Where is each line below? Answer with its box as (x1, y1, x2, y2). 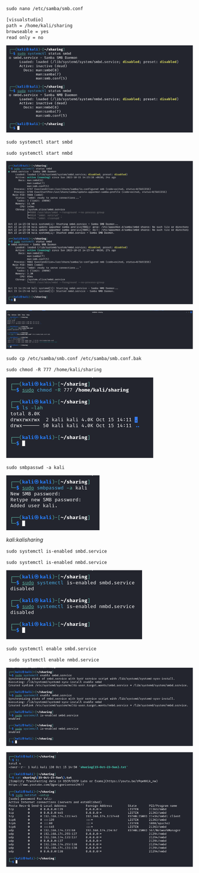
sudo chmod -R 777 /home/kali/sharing (6, 367, 102, 372)
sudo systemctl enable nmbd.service (8, 657, 99, 663)
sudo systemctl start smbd (6, 139, 73, 145)
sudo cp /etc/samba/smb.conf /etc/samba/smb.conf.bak (6, 355, 142, 361)
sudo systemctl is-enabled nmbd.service (6, 559, 108, 565)
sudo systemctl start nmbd (6, 151, 73, 157)
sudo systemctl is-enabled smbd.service (6, 548, 108, 554)
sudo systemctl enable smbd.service (6, 646, 97, 652)
